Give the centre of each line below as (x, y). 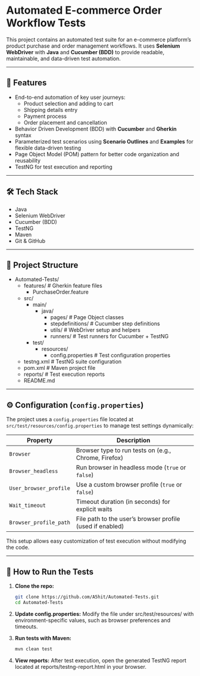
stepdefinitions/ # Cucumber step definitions (105, 324)
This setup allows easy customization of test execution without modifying (96, 541)
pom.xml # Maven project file (60, 368)
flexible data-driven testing (48, 148)
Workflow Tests (46, 23)
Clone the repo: (35, 586)
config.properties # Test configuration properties (110, 356)
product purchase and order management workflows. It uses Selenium (93, 46)
